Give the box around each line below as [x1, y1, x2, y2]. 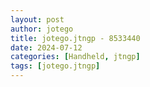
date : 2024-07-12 [10, 42, 83, 53]
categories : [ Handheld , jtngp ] [10, 52, 141, 62]
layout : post [10, 14, 65, 25]
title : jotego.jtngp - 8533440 [10, 33, 141, 43]
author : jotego [10, 24, 74, 34]
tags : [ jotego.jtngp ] [10, 61, 101, 71]
